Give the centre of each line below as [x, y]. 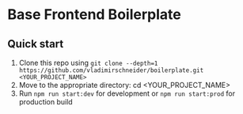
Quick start [36, 44]
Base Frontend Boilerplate [94, 15]
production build [46, 102]
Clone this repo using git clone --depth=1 [88, 63]
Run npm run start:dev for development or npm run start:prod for [127, 93]
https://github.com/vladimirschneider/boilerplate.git [111, 70]
